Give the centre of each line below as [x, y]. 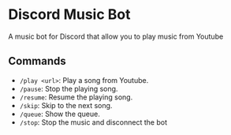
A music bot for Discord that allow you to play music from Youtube [116, 36]
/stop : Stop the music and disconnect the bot [93, 122]
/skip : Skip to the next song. [66, 105]
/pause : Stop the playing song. [69, 88]
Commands [37, 61]
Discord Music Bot [69, 15]
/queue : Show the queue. [60, 114]
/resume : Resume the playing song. [76, 97]
